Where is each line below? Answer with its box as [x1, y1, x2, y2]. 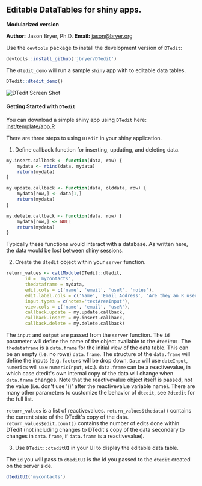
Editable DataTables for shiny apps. [6, 5, 142, 15]
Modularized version [6, 20, 59, 28]
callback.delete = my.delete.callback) [25, 321, 125, 327]
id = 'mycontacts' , [25, 276, 74, 282]
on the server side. [6, 463, 53, 470]
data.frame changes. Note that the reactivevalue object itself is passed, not [6, 376, 192, 384]
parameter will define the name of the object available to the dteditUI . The [6, 338, 191, 345]
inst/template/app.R [6, 123, 55, 130]
